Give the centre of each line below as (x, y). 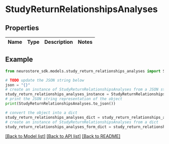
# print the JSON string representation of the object (64, 99)
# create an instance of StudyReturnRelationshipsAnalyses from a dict (82, 122)
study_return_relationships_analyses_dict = (53, 117)
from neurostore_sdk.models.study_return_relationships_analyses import (83, 71)
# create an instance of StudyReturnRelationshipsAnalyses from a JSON (82, 90)
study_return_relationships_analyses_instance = (57, 94)
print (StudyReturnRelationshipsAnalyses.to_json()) (60, 104)
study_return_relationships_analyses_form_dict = (58, 127)
